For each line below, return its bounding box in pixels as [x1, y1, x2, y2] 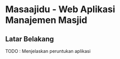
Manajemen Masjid [5, 14, 87, 26]
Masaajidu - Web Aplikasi [5, 4, 115, 15]
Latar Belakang [5, 35, 54, 43]
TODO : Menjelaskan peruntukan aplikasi [5, 48, 91, 54]
